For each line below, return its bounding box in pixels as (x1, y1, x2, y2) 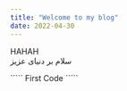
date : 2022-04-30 (10, 21, 75, 30)
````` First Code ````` (10, 72, 79, 83)
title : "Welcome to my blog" (10, 12, 119, 22)
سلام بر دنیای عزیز (10, 55, 72, 66)
